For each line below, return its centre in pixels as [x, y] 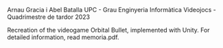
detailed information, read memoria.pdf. [63, 37]
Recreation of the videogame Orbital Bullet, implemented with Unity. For [109, 30]
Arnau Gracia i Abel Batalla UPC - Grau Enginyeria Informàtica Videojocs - [111, 10]
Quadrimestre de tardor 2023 [49, 17]
